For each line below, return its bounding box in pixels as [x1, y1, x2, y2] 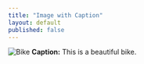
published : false [8, 26, 65, 34]
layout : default [8, 19, 61, 27]
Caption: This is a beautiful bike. [31, 48, 137, 57]
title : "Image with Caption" [8, 11, 103, 20]
